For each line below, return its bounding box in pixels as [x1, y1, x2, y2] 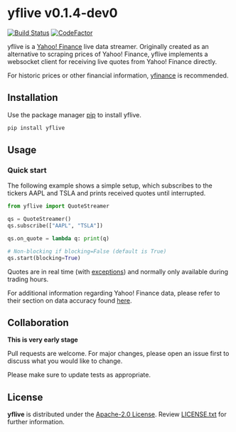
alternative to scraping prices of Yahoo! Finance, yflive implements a [7, 50, 208, 58]
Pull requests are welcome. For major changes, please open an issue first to [7, 350, 230, 358]
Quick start [7, 165, 48, 175]
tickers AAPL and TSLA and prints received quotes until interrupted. [7, 189, 206, 198]
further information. [7, 418, 65, 426]
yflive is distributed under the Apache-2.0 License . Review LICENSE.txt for [7, 410, 227, 418]
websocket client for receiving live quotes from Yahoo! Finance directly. [7, 57, 218, 65]
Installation [7, 92, 58, 104]
